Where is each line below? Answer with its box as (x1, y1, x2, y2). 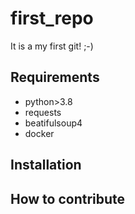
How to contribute (10, 190, 126, 207)
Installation (10, 157, 82, 174)
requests (24, 106, 62, 118)
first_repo (10, 7, 94, 30)
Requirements (10, 69, 100, 86)
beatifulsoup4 (24, 117, 83, 129)
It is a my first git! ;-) (10, 40, 94, 52)
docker (24, 127, 55, 139)
